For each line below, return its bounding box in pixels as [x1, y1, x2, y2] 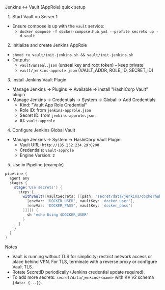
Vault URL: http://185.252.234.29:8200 [19, 142, 100, 148]
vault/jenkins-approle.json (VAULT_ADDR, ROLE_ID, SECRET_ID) [19, 67, 154, 73]
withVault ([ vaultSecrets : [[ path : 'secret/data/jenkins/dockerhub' [23, 194, 164, 199]
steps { [18, 189, 34, 194]
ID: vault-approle [19, 118, 55, 123]
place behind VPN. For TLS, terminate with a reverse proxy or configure [12, 259, 157, 264]
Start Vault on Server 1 [12, 14, 58, 19]
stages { [9, 180, 27, 185]
